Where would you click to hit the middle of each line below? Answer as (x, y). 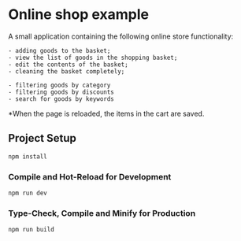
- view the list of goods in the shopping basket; (93, 57)
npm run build (32, 230)
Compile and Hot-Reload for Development (90, 176)
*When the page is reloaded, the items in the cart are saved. (106, 113)
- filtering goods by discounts (61, 92)
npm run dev (28, 193)
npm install (28, 156)
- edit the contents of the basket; (68, 65)
